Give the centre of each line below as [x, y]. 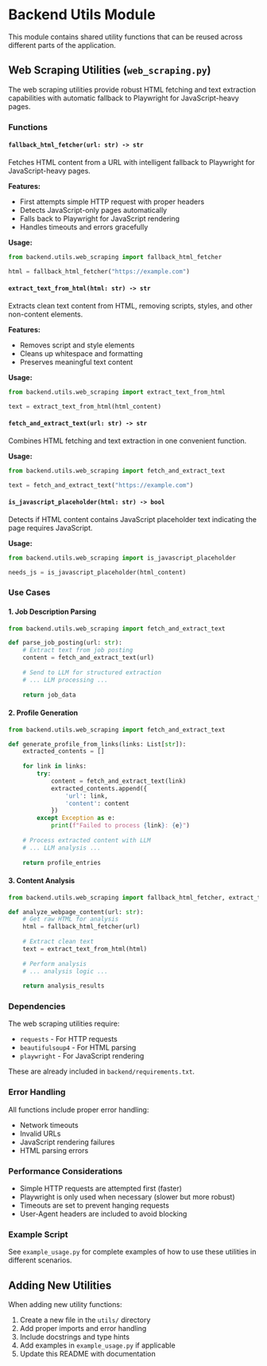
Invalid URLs [40, 1133]
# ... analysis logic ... [66, 971]
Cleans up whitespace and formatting [81, 353]
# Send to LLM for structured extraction [92, 672]
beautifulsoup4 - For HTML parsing [78, 1048]
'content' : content [97, 803]
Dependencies [37, 1007]
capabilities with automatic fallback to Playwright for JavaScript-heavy [124, 98]
